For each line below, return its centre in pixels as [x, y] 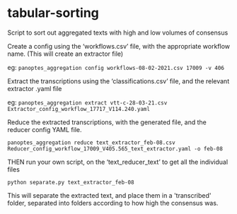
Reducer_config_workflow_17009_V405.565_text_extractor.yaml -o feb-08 [115, 149]
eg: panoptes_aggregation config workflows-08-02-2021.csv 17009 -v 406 [116, 67]
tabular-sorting [53, 13]
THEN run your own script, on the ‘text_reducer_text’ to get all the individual [118, 162]
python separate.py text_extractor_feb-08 [71, 182]
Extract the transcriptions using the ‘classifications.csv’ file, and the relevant [118, 81]
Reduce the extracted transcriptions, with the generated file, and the [107, 122]
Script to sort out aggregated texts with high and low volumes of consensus [118, 32]
